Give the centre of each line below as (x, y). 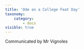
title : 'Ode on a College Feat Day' (42, 9)
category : (24, 18)
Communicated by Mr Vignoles (36, 41)
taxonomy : (15, 14)
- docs (29, 23)
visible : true (20, 28)
